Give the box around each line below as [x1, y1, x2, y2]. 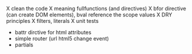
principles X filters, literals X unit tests [6, 18, 99, 24]
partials [14, 41, 34, 48]
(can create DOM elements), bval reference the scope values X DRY [6, 11, 172, 18]
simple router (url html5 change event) [14, 35, 109, 42]
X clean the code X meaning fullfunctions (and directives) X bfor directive [6, 5, 186, 12]
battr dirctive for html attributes [14, 29, 92, 36]
